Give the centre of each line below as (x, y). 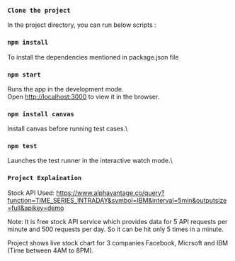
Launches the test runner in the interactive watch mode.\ (90, 161)
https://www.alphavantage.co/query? (110, 193)
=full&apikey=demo (36, 208)
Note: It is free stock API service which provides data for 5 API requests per (117, 221)
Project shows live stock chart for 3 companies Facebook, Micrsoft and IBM (118, 243)
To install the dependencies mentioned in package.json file (93, 57)
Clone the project (39, 10)
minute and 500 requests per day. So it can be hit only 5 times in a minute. (116, 229)
